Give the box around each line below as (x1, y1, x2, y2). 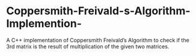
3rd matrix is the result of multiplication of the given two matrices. (6, 43, 170, 50)
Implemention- (6, 17, 82, 30)
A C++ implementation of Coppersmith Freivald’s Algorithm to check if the (6, 36, 189, 43)
